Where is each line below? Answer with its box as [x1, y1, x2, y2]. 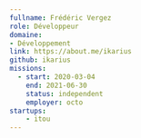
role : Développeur [9, 22, 79, 31]
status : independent [25, 89, 104, 98]
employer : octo [25, 97, 84, 107]
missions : [9, 64, 47, 74]
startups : [9, 106, 47, 115]
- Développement [9, 38, 71, 48]
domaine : [9, 30, 43, 39]
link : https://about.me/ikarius [9, 47, 132, 56]
